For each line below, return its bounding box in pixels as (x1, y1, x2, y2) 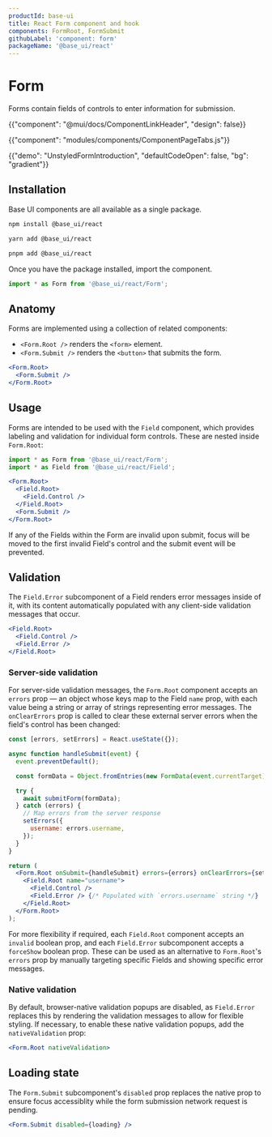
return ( (8, 861, 38, 870)
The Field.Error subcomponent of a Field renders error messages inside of (8, 592, 261, 602)
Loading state (8, 1066, 79, 1080)
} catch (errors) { (15, 801, 82, 810)
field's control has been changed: (8, 720, 121, 729)
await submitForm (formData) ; (23, 794, 121, 802)
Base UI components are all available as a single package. (8, 204, 202, 214)
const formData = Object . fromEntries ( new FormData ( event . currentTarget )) (15, 772, 270, 780)
